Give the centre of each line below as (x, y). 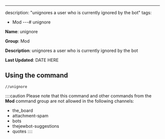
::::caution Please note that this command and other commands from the (78, 95)
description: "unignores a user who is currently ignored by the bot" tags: (78, 12)
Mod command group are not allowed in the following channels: (69, 101)
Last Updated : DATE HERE (32, 60)
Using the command (37, 76)
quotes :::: (22, 131)
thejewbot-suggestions (36, 126)
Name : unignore (22, 32)
